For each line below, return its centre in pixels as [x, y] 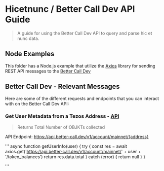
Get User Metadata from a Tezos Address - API [62, 116]
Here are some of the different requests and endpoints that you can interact [82, 98]
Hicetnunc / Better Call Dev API [70, 9]
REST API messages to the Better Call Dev [48, 71]
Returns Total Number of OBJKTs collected [61, 127]
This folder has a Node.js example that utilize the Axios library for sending [80, 66]
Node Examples [30, 54]
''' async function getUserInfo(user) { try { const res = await [66, 146]
